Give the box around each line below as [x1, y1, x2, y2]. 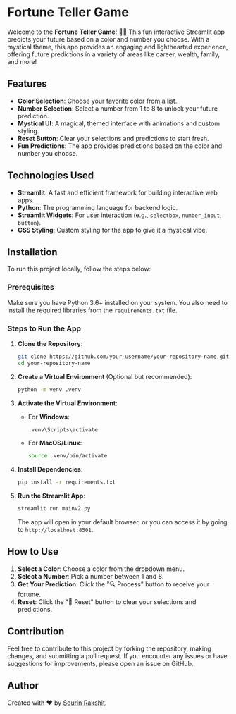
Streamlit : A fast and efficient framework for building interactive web [17, 188, 218, 197]
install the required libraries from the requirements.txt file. [7, 306, 178, 314]
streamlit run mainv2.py [17, 505, 91, 512]
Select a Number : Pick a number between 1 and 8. [17, 572, 164, 580]
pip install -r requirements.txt [17, 479, 116, 486]
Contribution [7, 625, 65, 638]
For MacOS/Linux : [27, 438, 82, 448]
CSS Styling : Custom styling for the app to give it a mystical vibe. [17, 226, 208, 234]
